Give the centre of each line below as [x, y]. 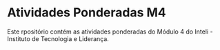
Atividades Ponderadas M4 [87, 13]
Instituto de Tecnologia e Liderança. [58, 38]
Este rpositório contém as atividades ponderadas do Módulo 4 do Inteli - [110, 32]
